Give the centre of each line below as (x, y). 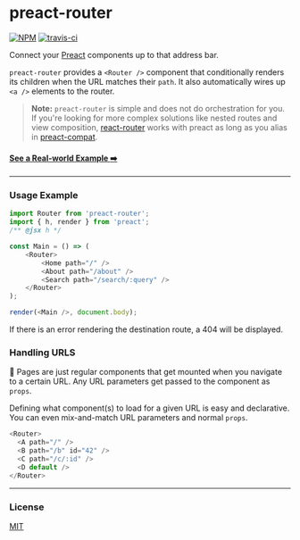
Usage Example (44, 195)
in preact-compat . (64, 137)
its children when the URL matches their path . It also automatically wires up (147, 81)
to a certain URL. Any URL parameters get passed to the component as (140, 381)
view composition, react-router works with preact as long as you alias (159, 127)
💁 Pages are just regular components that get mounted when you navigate (146, 372)
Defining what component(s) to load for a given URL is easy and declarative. (150, 408)
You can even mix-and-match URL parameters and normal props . (129, 418)
